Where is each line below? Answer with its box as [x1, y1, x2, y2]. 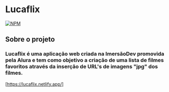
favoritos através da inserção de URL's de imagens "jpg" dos [5, 63, 158, 70]
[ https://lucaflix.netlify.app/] [5, 81, 64, 87]
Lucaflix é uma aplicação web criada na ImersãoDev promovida [5, 50, 164, 57]
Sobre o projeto [5, 35, 55, 44]
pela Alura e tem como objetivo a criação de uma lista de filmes [5, 57, 164, 64]
